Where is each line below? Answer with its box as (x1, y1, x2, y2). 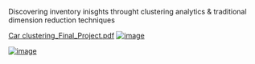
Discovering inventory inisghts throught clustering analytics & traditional (8, 7, 247, 16)
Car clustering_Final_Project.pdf (8, 31, 115, 40)
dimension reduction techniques (8, 15, 115, 25)
